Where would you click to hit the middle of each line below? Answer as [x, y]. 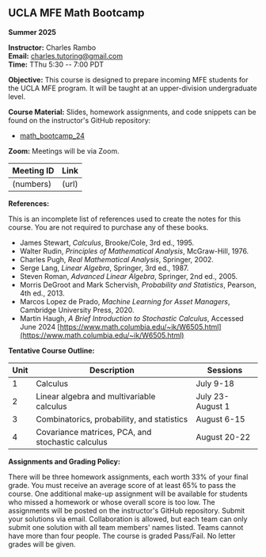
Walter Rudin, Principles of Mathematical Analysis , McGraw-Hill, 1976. [134, 251]
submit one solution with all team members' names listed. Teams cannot [126, 527]
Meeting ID [33, 170]
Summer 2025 [32, 32]
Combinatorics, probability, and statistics [112, 419]
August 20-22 [223, 437]
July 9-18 [215, 383]
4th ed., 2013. [42, 293]
